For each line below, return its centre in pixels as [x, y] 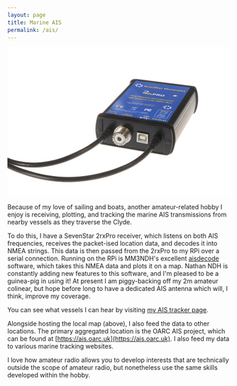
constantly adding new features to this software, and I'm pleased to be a [113, 273]
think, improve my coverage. [49, 296]
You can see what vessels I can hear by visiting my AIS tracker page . [108, 309]
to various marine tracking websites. [60, 346]
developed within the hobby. [49, 375]
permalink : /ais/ [33, 30]
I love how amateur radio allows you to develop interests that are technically [118, 360]
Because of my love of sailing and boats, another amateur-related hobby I [115, 206]
